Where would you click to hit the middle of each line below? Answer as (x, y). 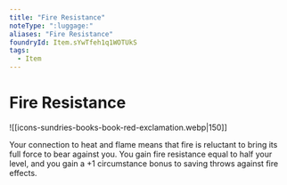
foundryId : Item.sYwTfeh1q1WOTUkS (74, 42)
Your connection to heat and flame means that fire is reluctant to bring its (143, 144)
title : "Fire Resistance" (57, 17)
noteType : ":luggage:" (51, 26)
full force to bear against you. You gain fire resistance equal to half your (141, 154)
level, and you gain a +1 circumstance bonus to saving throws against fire (144, 163)
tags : (19, 51)
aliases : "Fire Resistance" (61, 34)
